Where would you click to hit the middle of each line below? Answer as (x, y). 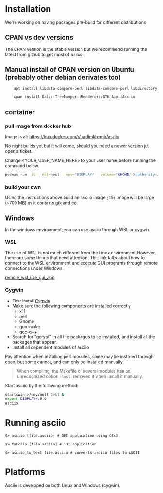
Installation (28, 9)
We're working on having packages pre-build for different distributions (75, 22)
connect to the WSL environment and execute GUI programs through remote (81, 263)
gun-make (30, 326)
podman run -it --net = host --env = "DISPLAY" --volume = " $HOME (67, 175)
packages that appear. (34, 342)
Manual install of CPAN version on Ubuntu (70, 70)
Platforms (25, 472)
